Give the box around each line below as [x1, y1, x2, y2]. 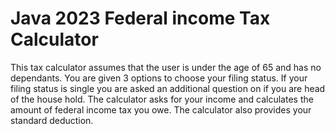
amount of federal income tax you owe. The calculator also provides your [10, 103, 312, 116]
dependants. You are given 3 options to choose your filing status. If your [10, 72, 308, 84]
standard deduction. [10, 114, 94, 126]
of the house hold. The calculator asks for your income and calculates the [10, 93, 314, 105]
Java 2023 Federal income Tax [10, 7, 271, 30]
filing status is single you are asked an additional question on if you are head [10, 82, 326, 94]
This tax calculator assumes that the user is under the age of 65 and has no [10, 61, 322, 73]
